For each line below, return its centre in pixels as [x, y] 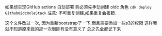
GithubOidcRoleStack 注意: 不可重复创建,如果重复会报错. [61, 13]
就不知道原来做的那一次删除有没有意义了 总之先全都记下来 [63, 29]
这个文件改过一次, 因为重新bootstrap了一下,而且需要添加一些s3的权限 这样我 [81, 23]
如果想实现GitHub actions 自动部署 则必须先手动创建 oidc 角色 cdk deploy [78, 7]
